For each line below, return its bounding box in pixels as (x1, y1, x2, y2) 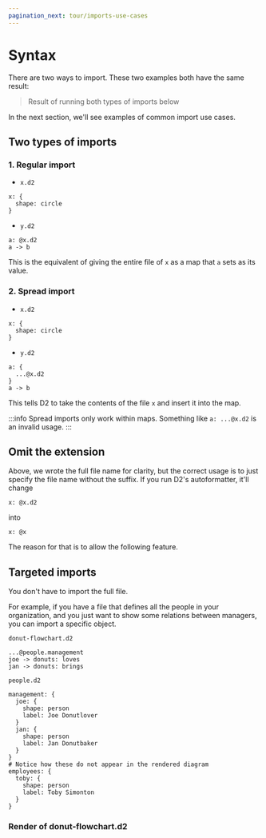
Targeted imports (8, 565, 97, 579)
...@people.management (8, 648, 84, 656)
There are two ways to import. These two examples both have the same (8, 73, 245, 82)
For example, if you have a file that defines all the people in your (8, 602, 220, 612)
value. (8, 265, 29, 276)
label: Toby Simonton (22, 788, 94, 796)
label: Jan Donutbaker (22, 740, 98, 748)
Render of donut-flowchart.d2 (8, 821, 128, 832)
